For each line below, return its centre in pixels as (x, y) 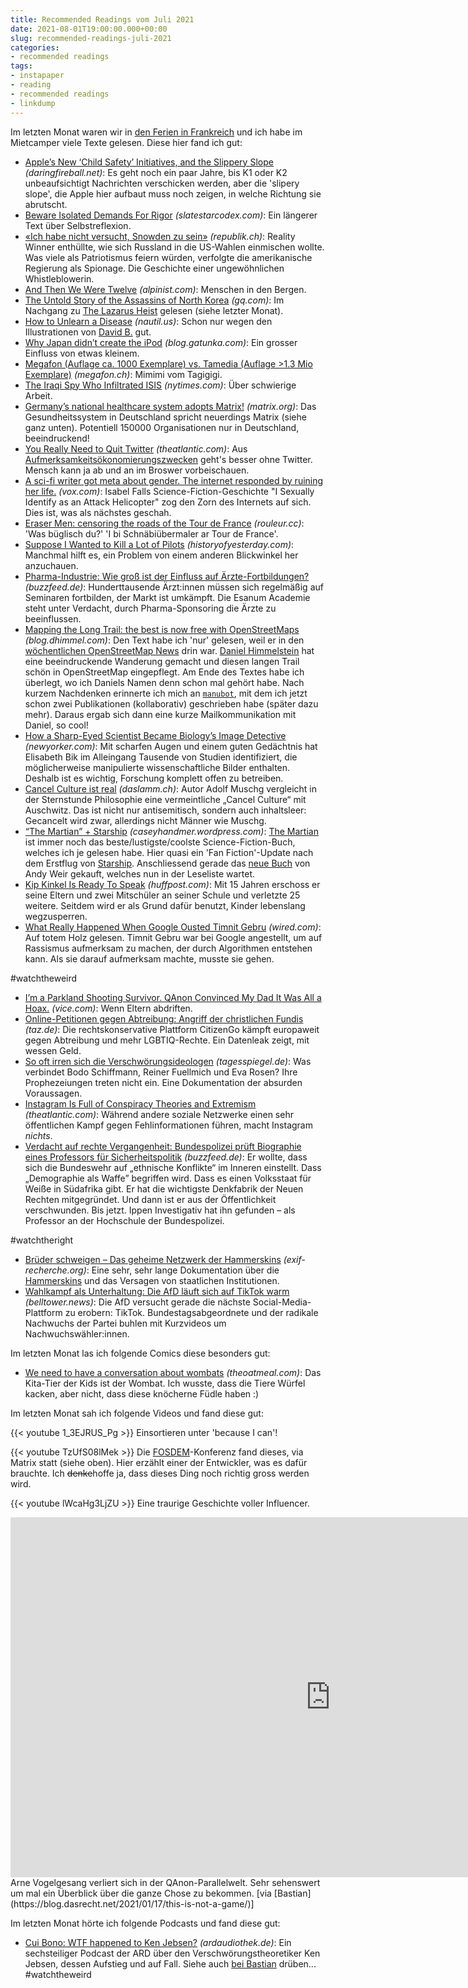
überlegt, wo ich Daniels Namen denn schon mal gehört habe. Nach (164, 682)
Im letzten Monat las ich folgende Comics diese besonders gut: (140, 1353)
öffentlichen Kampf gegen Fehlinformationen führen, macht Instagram (168, 1125)
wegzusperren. (56, 916)
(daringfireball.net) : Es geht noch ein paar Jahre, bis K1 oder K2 (156, 172)
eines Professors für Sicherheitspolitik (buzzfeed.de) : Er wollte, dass (166, 1157)
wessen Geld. (53, 1050)
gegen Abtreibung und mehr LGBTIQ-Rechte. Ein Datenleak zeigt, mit (167, 1040)
